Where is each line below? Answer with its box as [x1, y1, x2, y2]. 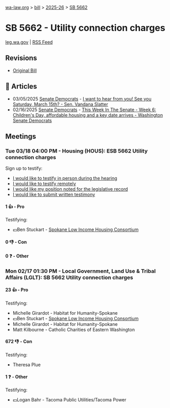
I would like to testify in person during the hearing [12, 175, 117, 182]
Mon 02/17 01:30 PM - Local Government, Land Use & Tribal [5, 267, 156, 274]
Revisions [5, 54, 37, 63]
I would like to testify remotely [12, 181, 77, 187]
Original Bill [12, 67, 37, 73]
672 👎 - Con [5, 339, 32, 345]
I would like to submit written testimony [12, 191, 95, 198]
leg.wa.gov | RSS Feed [5, 39, 53, 45]
